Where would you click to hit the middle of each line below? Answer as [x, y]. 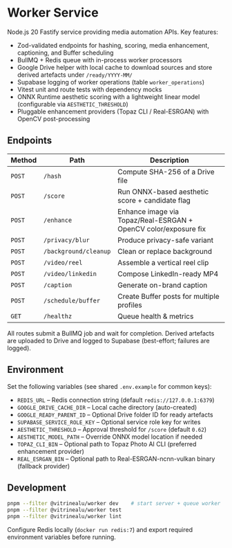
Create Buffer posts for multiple [168, 296]
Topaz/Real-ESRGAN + [155, 220]
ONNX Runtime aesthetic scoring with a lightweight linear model [108, 97]
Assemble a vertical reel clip [163, 262]
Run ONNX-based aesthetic [163, 192]
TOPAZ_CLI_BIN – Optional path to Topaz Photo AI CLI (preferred [107, 444]
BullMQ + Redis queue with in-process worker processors [99, 60]
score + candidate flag [154, 200]
